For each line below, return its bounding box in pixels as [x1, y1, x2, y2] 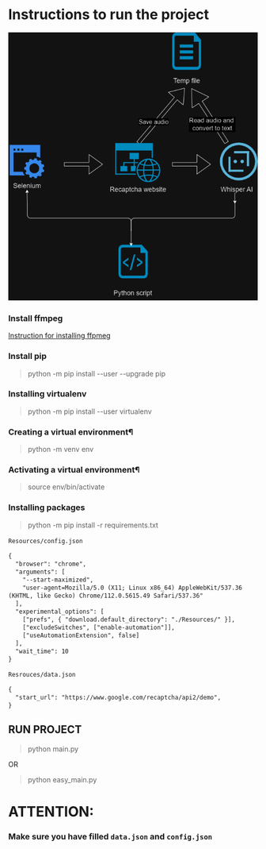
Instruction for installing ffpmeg [8, 331, 111, 341]
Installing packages [8, 502, 85, 513]
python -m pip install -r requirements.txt [27, 520, 158, 530]
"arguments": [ [15, 568, 66, 576]
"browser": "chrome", [15, 560, 87, 568]
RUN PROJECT [8, 723, 82, 736]
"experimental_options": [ [15, 608, 104, 616]
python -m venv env [27, 445, 93, 454]
